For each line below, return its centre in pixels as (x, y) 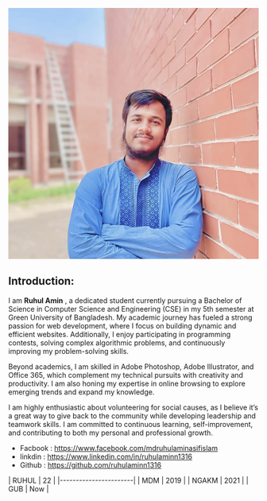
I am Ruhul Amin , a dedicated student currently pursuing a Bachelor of (125, 300)
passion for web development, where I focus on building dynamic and (122, 325)
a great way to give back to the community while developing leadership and (132, 416)
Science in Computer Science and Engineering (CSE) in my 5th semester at (131, 309)
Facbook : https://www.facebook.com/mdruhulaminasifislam (119, 448)
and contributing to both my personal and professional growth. (110, 433)
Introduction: (41, 281)
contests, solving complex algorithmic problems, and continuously (117, 343)
